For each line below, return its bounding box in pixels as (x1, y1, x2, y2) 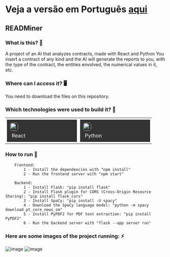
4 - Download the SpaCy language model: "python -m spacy (23, 203, 149, 208)
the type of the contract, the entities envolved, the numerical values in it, (5, 61, 158, 67)
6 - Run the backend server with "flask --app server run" (23, 220, 152, 225)
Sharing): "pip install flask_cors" (5, 193, 83, 199)
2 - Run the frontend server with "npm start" (23, 172, 124, 177)
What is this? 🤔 (5, 39, 43, 46)
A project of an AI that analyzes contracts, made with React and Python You (5, 50, 164, 56)
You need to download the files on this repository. (5, 93, 109, 100)
